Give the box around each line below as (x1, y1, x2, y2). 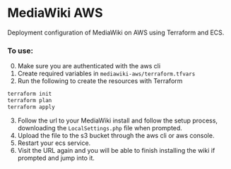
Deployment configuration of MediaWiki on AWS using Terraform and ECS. (7, 28, 225, 37)
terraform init (7, 90, 52, 98)
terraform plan (7, 97, 52, 104)
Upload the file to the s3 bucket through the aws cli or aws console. (17, 131, 215, 139)
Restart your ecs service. (17, 139, 91, 147)
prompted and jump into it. (17, 154, 95, 162)
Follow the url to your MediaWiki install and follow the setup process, (17, 116, 218, 125)
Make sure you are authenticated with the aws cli (17, 62, 161, 70)
